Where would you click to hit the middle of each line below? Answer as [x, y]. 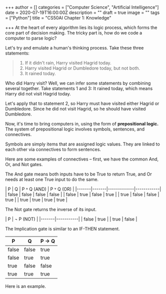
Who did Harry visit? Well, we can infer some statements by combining [78, 83]
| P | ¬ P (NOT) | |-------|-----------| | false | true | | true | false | [71, 219]
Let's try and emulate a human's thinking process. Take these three [74, 48]
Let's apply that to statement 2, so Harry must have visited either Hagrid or [82, 103]
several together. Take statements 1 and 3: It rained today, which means [79, 88]
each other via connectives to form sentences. [53, 149]
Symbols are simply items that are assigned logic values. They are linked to [82, 144]
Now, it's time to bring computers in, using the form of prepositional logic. [82, 124]
